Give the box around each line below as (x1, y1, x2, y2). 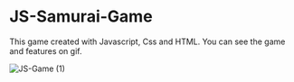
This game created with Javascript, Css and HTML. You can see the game (9, 36, 286, 47)
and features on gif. (9, 45, 82, 56)
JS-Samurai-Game (9, 6, 153, 27)
